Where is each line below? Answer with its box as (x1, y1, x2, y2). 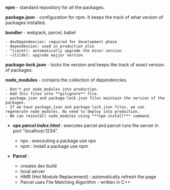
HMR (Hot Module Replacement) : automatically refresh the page (20, 174, 156, 180)
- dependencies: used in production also (5, 44, 95, 49)
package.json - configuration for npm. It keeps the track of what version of (5, 14, 163, 20)
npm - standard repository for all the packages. (5, 5, 105, 10)
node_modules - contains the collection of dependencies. (5, 77, 128, 83)
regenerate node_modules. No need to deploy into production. (5, 109, 140, 114)
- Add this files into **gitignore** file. (5, 91, 99, 96)
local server (20, 168, 45, 174)
